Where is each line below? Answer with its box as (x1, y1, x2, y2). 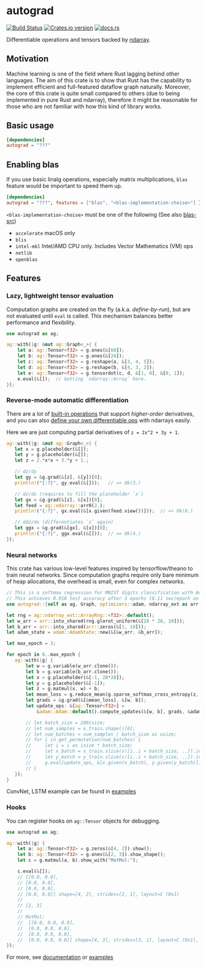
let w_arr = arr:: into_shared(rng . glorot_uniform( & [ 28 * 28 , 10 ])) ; (6, 618, 185, 624)
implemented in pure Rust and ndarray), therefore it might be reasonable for (6, 96, 198, 103)
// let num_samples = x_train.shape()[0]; (25, 725, 136, 731)
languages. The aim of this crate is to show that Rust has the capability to (6, 76, 192, 83)
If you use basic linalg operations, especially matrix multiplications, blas (6, 176, 188, 183)
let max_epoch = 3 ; (6, 640, 56, 647)
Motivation (6, 53, 49, 64)
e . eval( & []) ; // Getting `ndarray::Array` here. (17, 376, 147, 382)
